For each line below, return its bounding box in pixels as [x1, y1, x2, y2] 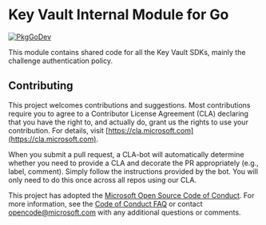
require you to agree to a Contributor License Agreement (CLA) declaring [8, 109, 249, 118]
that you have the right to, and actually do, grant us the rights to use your [8, 117, 249, 127]
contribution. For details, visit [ [8, 125, 109, 135]
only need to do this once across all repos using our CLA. [8, 175, 197, 184]
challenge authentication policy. [8, 56, 113, 65]
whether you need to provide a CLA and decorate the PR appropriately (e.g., [8, 158, 260, 168]
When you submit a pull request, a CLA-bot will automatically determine [8, 149, 244, 159]
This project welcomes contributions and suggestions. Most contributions [8, 100, 251, 109]
